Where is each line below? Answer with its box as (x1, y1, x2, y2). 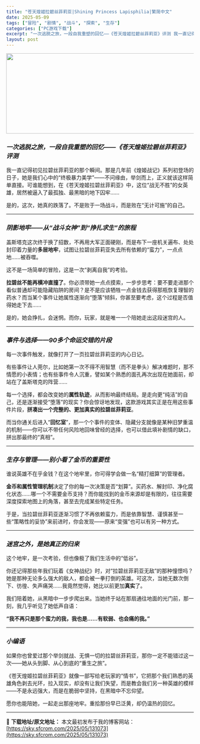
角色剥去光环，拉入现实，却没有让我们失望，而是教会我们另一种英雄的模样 (11, 679, 194, 687)
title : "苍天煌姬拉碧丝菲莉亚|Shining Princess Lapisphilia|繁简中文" (6, 8, 173, 15)
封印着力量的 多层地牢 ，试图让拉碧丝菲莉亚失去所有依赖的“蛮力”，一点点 (6, 246, 183, 253)
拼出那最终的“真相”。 (6, 433, 58, 440)
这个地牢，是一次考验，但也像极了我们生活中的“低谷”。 (6, 555, 142, 562)
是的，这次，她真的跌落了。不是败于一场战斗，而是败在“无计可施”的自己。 (6, 201, 189, 209)
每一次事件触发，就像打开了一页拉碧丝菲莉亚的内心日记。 (6, 350, 147, 357)
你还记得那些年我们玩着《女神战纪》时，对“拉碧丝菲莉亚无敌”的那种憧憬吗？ (6, 567, 193, 574)
